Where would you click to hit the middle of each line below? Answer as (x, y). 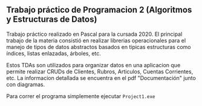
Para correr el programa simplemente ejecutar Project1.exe (81, 96)
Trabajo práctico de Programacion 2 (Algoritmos (99, 10)
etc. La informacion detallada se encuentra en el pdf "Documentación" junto (101, 78)
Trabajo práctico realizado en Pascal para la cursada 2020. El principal (94, 34)
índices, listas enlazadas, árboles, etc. (54, 53)
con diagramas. (26, 84)
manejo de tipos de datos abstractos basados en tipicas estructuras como (99, 47)
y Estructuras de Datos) (52, 20)
